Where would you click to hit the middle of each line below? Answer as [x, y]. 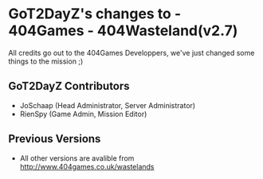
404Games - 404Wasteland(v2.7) [123, 31]
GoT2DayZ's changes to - [95, 14]
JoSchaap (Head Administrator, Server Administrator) [108, 105]
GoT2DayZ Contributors [69, 86]
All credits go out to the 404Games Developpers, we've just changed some [131, 53]
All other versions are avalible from [77, 158]
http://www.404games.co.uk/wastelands [87, 166]
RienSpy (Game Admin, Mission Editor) [83, 114]
